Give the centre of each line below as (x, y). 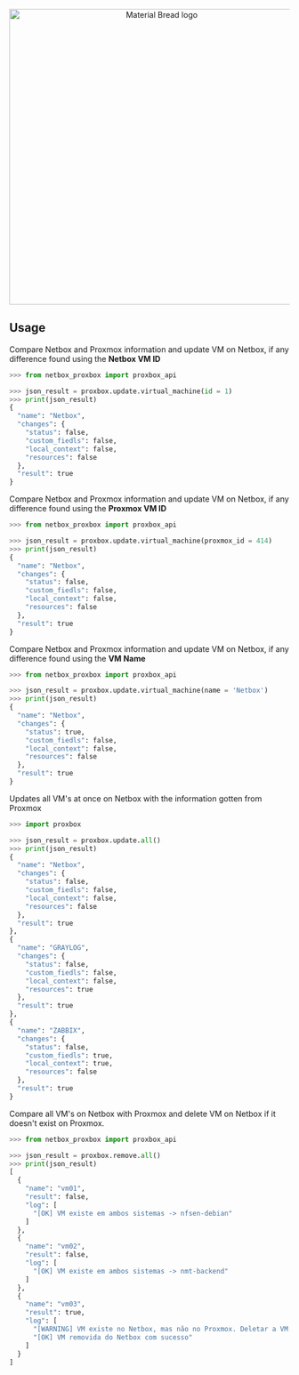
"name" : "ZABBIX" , (52, 1030)
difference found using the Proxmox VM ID (88, 509)
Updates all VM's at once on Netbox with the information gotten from (136, 798)
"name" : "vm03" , (56, 1304)
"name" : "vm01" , (56, 1189)
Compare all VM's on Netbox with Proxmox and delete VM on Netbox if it (142, 1114)
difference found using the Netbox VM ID (85, 358)
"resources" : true (59, 989)
